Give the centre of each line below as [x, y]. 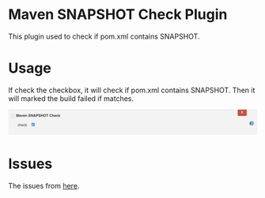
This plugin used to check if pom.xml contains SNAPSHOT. [104, 36]
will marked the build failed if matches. [71, 98]
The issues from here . [44, 186]
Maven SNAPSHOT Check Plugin [118, 15]
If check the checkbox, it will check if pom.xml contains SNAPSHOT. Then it [132, 90]
